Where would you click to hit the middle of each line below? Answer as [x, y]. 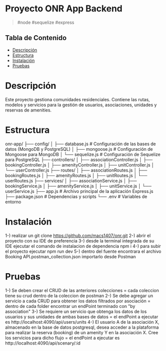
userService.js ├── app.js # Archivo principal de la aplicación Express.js [79, 191]
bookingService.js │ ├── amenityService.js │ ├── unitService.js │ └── [79, 186]
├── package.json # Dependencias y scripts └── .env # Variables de [76, 196]
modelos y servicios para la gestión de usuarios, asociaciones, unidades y [81, 105]
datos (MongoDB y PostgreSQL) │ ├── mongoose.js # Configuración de [79, 149]
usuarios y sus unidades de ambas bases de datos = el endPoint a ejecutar [82, 317]
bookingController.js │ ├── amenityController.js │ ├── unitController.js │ [80, 165]
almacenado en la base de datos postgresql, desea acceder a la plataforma [82, 327]
